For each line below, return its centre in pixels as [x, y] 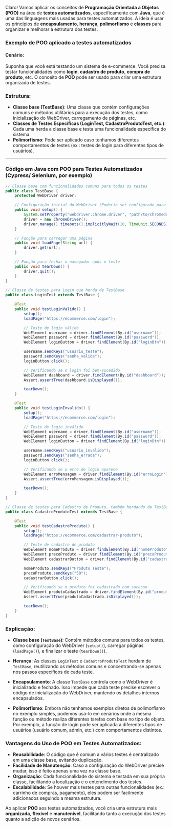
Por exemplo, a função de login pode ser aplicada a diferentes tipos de [87, 725]
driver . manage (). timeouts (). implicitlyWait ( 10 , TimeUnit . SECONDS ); [97, 224]
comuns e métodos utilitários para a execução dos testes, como [80, 113]
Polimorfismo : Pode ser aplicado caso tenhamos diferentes [76, 140]
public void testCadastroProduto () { [55, 526]
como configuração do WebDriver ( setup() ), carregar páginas [78, 645]
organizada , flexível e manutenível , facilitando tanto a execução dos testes [85, 814]
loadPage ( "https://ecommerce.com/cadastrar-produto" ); [83, 535]
